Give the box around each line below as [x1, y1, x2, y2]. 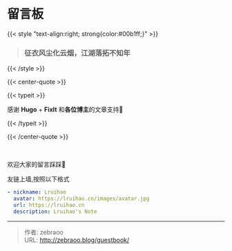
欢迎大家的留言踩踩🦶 [7, 160, 66, 169]
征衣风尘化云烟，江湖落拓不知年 [23, 48, 131, 57]
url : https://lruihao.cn [13, 201, 85, 208]
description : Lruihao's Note [13, 208, 97, 215]
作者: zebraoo [23, 227, 64, 236]
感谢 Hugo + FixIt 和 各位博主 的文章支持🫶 [7, 105, 124, 114]
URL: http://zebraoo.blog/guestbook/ [23, 236, 130, 244]
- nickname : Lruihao [7, 189, 67, 196]
